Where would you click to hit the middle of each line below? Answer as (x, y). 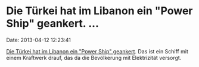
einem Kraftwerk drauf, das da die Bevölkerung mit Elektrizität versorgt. (94, 58)
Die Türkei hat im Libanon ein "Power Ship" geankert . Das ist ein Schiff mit (97, 51)
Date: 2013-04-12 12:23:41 (39, 40)
